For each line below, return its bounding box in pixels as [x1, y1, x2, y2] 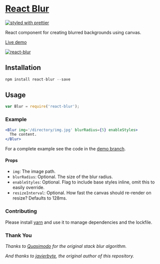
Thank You [5, 232, 32, 239]
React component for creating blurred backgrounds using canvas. [5, 29, 141, 35]
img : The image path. [12, 168, 56, 174]
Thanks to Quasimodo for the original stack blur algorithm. [5, 243, 127, 249]
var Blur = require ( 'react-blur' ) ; [5, 104, 80, 109]
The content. [10, 132, 37, 137]
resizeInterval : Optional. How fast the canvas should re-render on [12, 190, 151, 196]
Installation [5, 63, 41, 72]
